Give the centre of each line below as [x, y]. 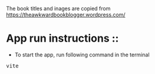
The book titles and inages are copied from [58, 9]
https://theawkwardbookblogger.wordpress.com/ [66, 15]
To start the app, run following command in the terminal [82, 55]
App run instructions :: [62, 38]
